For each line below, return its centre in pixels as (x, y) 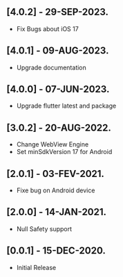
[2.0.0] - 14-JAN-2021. (57, 212)
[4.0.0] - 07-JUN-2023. (58, 89)
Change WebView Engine (53, 144)
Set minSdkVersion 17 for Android (64, 152)
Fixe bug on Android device (56, 190)
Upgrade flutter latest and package (66, 106)
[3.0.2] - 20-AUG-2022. (59, 127)
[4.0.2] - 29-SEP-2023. (57, 12)
